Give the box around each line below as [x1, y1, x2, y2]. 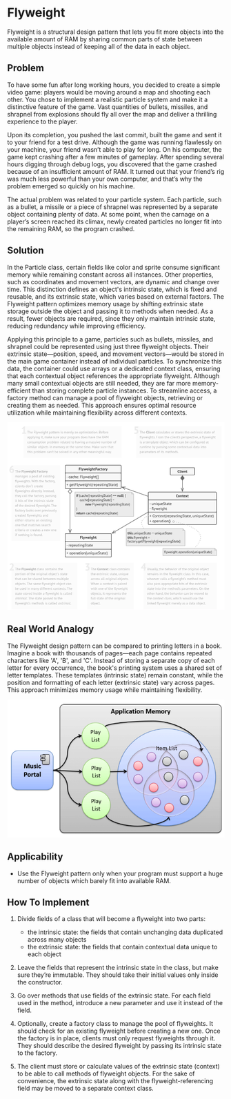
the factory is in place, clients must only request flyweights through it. [17, 1034, 216, 1042]
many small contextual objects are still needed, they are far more [7, 379, 191, 387]
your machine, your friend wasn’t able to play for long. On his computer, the [7, 145, 222, 153]
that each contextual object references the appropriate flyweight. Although [7, 371, 220, 380]
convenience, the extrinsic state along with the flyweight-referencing [17, 1077, 214, 1085]
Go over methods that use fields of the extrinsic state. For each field [17, 991, 211, 1000]
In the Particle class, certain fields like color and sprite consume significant [7, 263, 221, 271]
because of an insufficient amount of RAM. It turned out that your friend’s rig [7, 167, 225, 175]
